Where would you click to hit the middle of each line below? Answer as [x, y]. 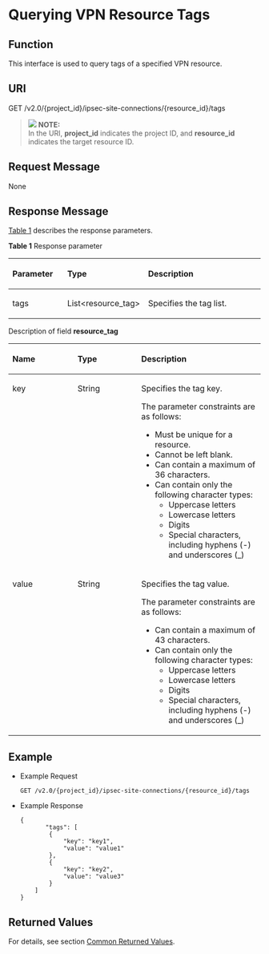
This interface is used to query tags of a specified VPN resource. [115, 63]
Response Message [58, 211]
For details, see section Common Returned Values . [92, 942]
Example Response [52, 806]
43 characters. [183, 641]
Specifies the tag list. [187, 304]
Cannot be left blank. [194, 455]
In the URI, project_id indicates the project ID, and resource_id [131, 133]
